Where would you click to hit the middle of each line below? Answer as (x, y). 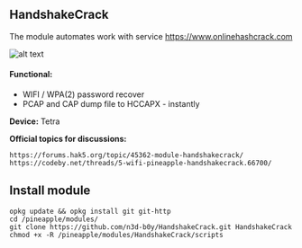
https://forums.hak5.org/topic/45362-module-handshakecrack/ (127, 155)
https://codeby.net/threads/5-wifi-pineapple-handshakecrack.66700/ (141, 164)
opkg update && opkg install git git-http (90, 211)
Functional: (31, 75)
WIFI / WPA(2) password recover (83, 94)
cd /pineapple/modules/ (54, 219)
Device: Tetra (35, 121)
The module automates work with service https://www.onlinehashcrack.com (151, 36)
